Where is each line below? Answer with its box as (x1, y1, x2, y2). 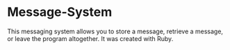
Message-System (7, 4, 113, 20)
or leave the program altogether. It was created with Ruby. (7, 34, 174, 42)
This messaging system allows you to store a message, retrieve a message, (7, 27, 224, 35)
